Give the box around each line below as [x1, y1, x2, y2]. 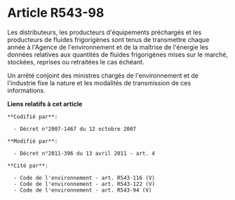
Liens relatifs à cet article [7, 99, 83, 108]
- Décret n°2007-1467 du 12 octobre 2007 [13, 125, 137, 132]
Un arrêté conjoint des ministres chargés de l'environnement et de [7, 71, 199, 80]
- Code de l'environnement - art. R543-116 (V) [13, 174, 156, 181]
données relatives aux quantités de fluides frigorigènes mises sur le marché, [7, 50, 229, 59]
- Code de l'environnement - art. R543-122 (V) [13, 180, 156, 187]
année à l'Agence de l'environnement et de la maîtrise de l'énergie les [7, 43, 209, 51]
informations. [7, 86, 46, 94]
